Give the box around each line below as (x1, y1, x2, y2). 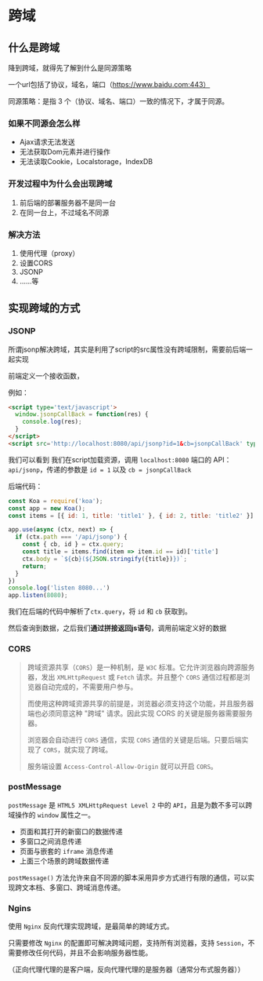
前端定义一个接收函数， (8, 370, 84, 381)
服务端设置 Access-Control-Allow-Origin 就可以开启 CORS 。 (27, 761, 218, 771)
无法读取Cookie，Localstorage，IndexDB (19, 157, 153, 166)
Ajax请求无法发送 (19, 137, 76, 147)
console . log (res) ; (22, 418, 82, 426)
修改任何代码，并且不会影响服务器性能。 (21, 948, 153, 957)
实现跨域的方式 (8, 301, 81, 315)
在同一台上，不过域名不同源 (19, 207, 110, 217)
